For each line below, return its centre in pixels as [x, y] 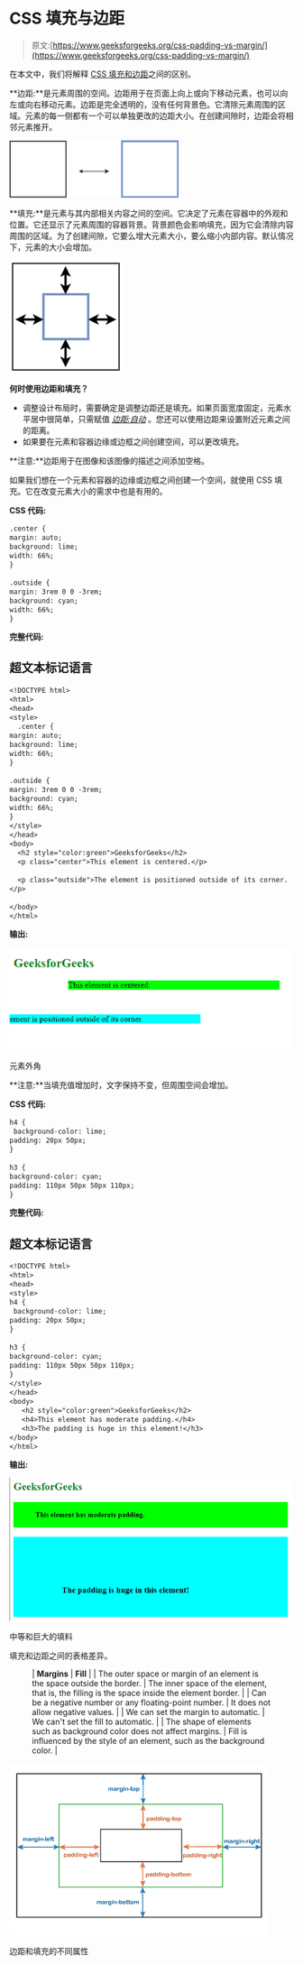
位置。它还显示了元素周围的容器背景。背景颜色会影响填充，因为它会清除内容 [151, 224]
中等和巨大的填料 [41, 1637]
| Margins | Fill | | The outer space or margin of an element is [145, 1674]
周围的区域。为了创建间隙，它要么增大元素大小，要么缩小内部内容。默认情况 [151, 235]
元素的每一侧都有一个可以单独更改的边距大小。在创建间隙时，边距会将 [155, 115]
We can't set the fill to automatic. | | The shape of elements [142, 1722]
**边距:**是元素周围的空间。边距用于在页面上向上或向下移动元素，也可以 [145, 93]
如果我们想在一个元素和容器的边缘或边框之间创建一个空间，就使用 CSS [141, 480]
